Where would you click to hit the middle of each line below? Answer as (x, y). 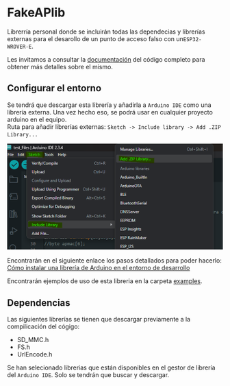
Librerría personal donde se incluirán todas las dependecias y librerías (106, 32)
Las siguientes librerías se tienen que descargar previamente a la (99, 319)
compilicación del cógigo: (43, 326)
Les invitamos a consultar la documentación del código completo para (106, 59)
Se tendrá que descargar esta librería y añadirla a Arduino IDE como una (109, 105)
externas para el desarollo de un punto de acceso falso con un (95, 38)
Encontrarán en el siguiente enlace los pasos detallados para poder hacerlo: (115, 261)
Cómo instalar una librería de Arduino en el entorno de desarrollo (99, 268)
